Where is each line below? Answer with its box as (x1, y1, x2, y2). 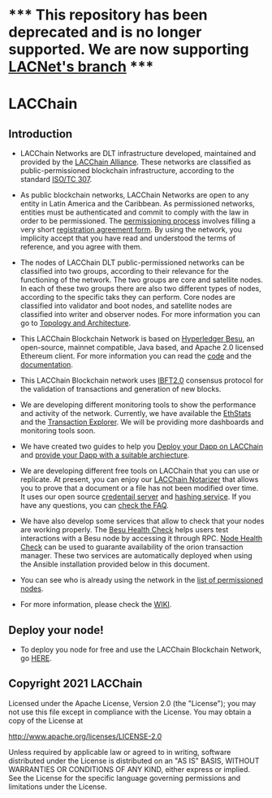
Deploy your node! (8, 623, 104, 637)
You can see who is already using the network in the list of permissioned (19, 575, 264, 585)
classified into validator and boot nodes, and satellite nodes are (19, 301, 233, 310)
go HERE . (19, 653, 53, 663)
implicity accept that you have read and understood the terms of (19, 233, 236, 243)
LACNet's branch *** (8, 58, 154, 76)
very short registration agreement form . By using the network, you (19, 225, 242, 235)
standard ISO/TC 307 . (19, 175, 93, 184)
